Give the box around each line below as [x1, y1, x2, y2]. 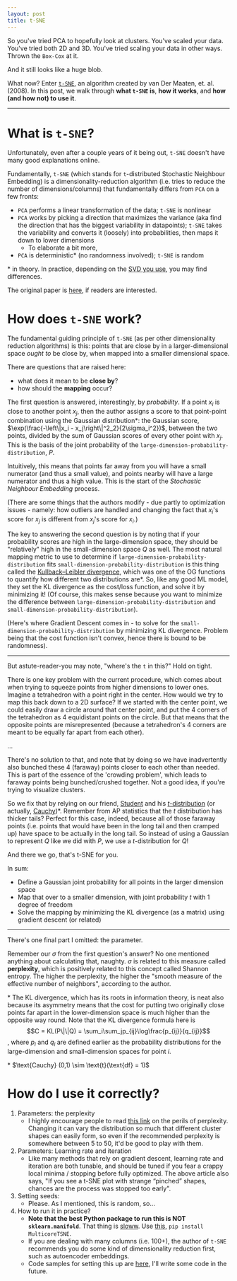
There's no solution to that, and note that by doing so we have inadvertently [7, 755, 227, 764]
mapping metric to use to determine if [7, 552, 117, 561]
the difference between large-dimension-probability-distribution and [7, 598, 217, 606]
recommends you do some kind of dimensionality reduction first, [28, 1244, 217, 1253]
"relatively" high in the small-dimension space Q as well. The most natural [7, 545, 222, 554]
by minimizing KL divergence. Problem [116, 627, 229, 635]
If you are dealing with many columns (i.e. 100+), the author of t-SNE [28, 1237, 227, 1246]
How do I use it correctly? [7, 1086, 160, 1102]
